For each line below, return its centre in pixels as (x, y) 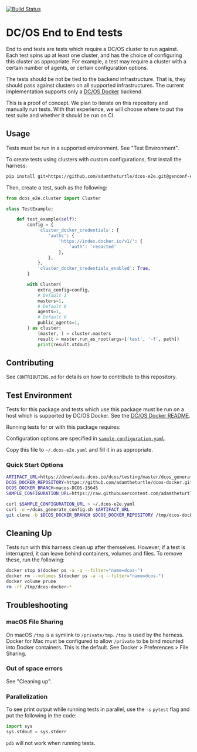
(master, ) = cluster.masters (74, 333)
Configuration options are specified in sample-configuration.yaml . (86, 438)
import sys (19, 726)
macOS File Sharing (35, 622)
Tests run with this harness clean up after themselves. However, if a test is (96, 547)
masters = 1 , (51, 301)
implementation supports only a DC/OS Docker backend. (74, 92)
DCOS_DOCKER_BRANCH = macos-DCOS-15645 (52, 488)
